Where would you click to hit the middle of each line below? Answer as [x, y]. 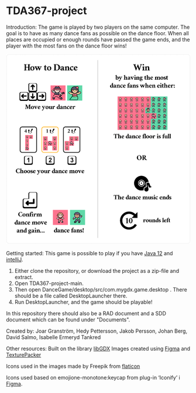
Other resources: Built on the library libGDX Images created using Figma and [98, 349]
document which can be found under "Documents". [68, 320]
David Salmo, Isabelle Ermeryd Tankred [54, 337]
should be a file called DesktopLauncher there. [71, 296]
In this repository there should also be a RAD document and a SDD [86, 314]
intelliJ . [15, 260]
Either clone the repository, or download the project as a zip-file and [97, 271]
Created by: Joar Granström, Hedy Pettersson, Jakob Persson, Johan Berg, [97, 331]
